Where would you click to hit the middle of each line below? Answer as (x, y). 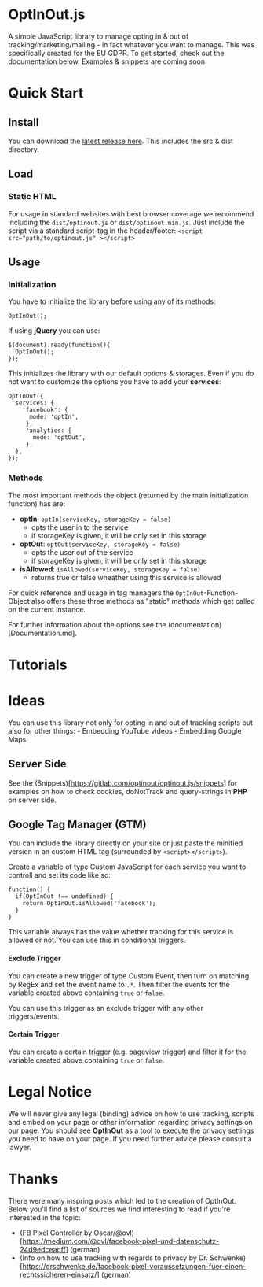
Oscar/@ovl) (114, 1233)
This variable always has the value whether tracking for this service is (121, 932)
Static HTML (32, 197)
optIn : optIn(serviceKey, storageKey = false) (95, 519)
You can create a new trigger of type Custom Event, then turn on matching (129, 976)
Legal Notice (50, 1091)
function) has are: (37, 503)
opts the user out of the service (82, 552)
